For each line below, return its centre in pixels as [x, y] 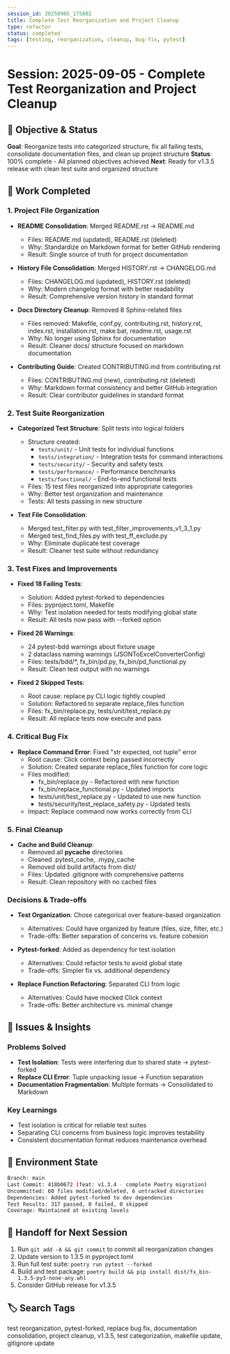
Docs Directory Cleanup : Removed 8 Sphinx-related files [100, 310]
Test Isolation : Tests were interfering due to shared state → [103, 1062]
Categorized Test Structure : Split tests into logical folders [101, 428]
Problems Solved [37, 1047]
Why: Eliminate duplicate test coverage [84, 543]
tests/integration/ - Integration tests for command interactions [130, 457]
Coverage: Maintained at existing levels [68, 1211]
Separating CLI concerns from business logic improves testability [111, 1132]
